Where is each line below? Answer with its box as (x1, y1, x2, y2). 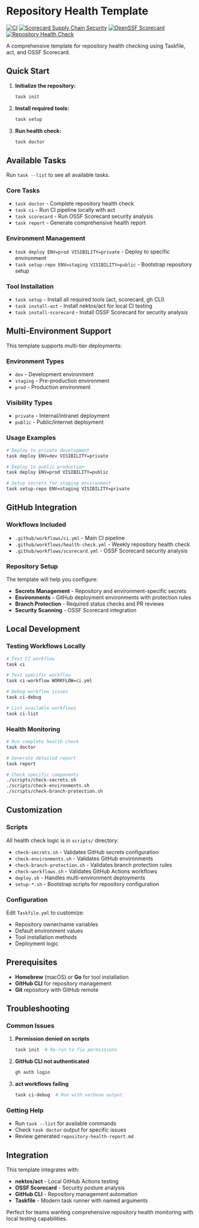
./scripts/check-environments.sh (6, 783, 90, 789)
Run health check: (14, 127, 62, 134)
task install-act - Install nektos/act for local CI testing (14, 302, 153, 309)
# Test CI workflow (6, 656, 55, 662)
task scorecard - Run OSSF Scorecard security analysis (14, 212, 153, 220)
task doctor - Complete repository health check (14, 200, 134, 207)
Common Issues (6, 1022, 55, 1030)
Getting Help (6, 1106, 44, 1115)
